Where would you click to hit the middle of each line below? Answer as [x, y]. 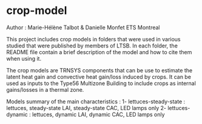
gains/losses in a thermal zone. [45, 89]
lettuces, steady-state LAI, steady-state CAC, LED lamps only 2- [86, 108]
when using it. [24, 58]
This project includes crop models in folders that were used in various [93, 39]
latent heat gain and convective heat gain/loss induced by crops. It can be [99, 77]
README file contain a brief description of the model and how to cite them [99, 52]
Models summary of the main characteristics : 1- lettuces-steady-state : [96, 102]
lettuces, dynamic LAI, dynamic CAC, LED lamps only [99, 114]
